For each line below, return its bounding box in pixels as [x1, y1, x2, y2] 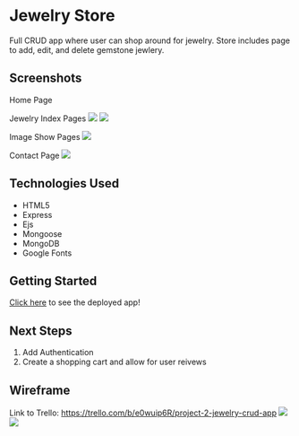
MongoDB [21, 238, 60, 249]
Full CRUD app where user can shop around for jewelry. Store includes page [9, 35, 291, 46]
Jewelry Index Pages [9, 113, 87, 124]
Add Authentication [21, 347, 94, 358]
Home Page [9, 94, 53, 105]
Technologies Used [9, 176, 119, 191]
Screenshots [9, 71, 82, 86]
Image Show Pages [9, 131, 81, 142]
